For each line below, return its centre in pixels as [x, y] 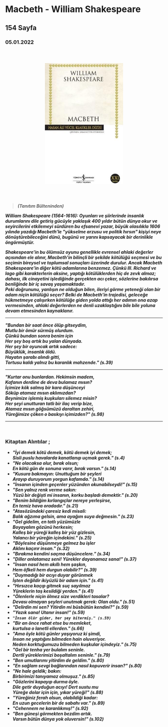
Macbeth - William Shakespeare [73, 9]
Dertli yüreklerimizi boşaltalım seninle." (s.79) [61, 655]
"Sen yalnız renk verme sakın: [44, 490]
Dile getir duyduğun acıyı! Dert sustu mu [55, 687]
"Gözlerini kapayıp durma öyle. [46, 682]
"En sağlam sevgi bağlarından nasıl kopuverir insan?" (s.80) [77, 666]
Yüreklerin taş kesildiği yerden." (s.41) [53, 591]
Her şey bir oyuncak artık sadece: [41, 347]
